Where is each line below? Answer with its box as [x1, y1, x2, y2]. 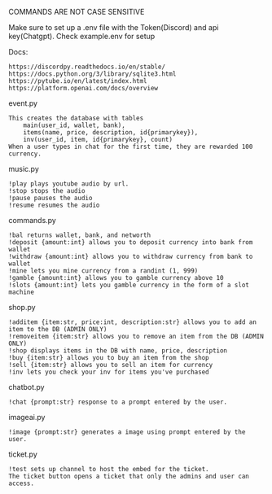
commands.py [8, 216, 57, 225]
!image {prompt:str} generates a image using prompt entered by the [8, 428, 246, 436]
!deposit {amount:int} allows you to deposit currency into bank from [8, 238, 253, 247]
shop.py [8, 303, 36, 312]
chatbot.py [8, 383, 45, 391]
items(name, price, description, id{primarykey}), [23, 129, 199, 137]
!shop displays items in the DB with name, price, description [8, 347, 228, 355]
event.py [8, 98, 38, 108]
